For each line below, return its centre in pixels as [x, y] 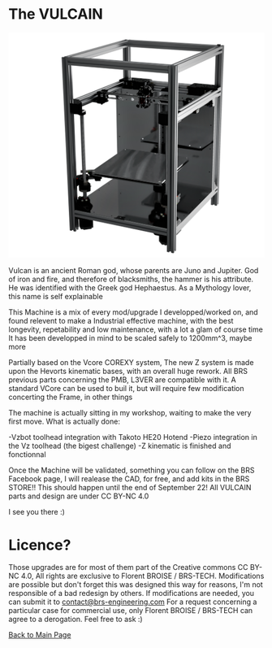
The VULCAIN [56, 14]
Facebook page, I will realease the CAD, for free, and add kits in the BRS [129, 479]
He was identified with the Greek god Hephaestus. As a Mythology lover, [130, 288]
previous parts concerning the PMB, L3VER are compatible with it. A [123, 380]
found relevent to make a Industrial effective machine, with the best [121, 321]
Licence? [40, 545]
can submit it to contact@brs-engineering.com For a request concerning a [133, 602]
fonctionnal [27, 454]
